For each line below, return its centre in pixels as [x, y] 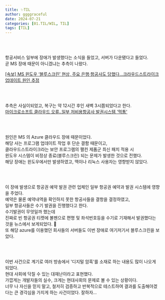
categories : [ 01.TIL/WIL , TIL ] [37, 23]
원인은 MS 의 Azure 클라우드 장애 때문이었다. [49, 137]
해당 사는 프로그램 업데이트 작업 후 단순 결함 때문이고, [56, 143]
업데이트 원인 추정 [22, 80]
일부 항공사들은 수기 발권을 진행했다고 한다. [47, 206]
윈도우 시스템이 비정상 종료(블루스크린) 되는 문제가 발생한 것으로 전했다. [74, 155]
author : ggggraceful [26, 14]
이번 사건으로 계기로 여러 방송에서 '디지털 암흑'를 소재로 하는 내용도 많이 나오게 [81, 262]
